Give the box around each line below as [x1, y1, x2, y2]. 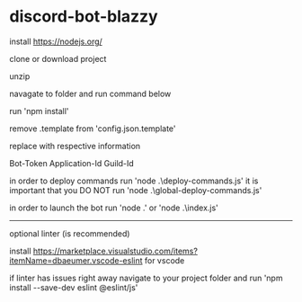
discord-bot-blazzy [9, 6, 159, 27]
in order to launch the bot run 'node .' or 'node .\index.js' [9, 202, 218, 213]
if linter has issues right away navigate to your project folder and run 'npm [9, 272, 283, 283]
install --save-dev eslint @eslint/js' [9, 281, 138, 293]
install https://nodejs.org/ [9, 36, 103, 47]
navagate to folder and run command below [9, 88, 172, 99]
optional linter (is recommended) [9, 227, 130, 239]
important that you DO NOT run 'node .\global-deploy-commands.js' [9, 184, 262, 195]
